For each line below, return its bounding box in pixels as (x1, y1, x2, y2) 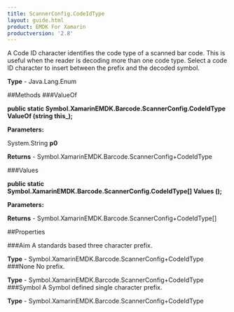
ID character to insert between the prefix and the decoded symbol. (7, 64, 200, 72)
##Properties (7, 228, 46, 236)
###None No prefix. (7, 262, 65, 271)
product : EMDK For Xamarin (7, 23, 86, 30)
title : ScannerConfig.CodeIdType (7, 10, 105, 17)
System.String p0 (7, 139, 58, 148)
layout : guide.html (7, 17, 64, 24)
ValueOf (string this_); (7, 112, 74, 120)
